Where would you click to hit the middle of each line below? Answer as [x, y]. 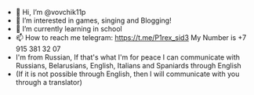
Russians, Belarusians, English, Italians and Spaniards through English [128, 66]
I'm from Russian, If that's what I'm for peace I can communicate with [128, 57]
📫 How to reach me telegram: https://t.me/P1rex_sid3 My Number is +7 [131, 38]
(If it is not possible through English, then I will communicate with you [127, 74]
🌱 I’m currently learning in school [69, 29]
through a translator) [49, 82]
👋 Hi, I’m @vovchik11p [51, 12]
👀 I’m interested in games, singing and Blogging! [93, 20]
